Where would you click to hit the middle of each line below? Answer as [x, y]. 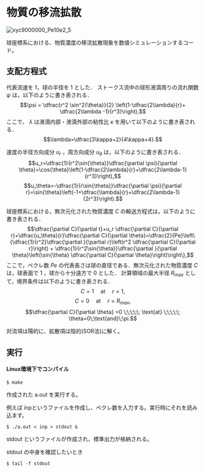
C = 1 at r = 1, [103, 291]
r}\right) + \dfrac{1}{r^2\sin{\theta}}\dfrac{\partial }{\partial [103, 248]
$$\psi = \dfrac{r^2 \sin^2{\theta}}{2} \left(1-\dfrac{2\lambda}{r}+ [103, 105]
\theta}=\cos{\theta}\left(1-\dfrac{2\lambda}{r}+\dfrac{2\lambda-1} [103, 170]
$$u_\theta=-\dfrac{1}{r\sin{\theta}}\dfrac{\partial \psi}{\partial [103, 185]
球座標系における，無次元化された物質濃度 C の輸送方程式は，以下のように [101, 211]
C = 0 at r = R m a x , [103, 302]
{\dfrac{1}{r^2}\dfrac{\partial [46, 242]
